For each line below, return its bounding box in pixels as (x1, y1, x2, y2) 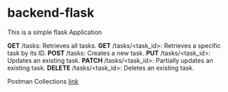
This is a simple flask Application (7, 28, 102, 36)
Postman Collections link (7, 77, 79, 85)
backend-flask (7, 5, 95, 21)
